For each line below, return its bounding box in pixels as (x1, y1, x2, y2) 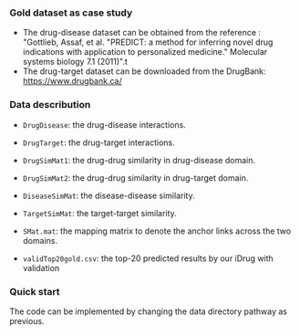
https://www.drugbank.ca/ (22, 76, 122, 87)
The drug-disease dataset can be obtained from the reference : (22, 27, 262, 38)
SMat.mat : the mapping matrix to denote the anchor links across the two (22, 225, 292, 236)
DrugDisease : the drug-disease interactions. (22, 119, 187, 130)
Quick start (9, 285, 61, 298)
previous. (9, 315, 45, 326)
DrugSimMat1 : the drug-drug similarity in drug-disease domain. (22, 154, 255, 165)
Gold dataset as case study (9, 6, 133, 19)
